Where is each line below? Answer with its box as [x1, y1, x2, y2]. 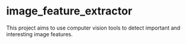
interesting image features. [6, 30, 73, 37]
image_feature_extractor [6, 4, 132, 18]
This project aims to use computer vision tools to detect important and [6, 24, 181, 31]
